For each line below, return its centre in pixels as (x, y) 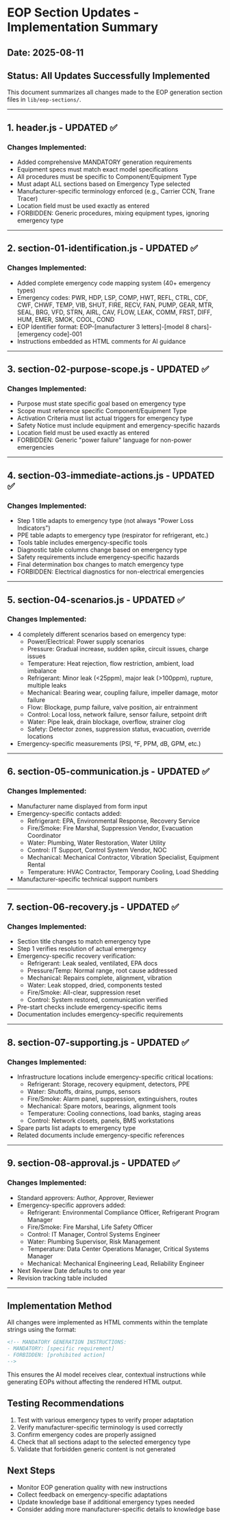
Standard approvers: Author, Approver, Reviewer (85, 1197)
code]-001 (67, 334)
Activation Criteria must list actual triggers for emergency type (105, 418)
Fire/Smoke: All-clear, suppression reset (84, 992)
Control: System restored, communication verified (98, 1000)
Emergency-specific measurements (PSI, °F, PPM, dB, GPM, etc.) (109, 743)
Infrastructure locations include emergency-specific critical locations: (115, 1077)
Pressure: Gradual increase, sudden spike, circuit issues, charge (118, 648)
